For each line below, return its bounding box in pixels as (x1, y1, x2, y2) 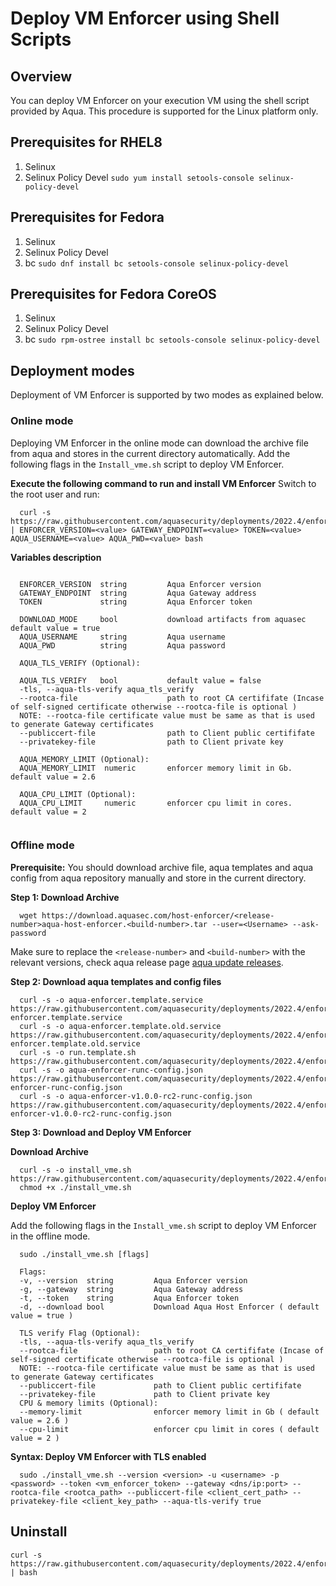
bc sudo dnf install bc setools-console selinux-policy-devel (24, 257, 290, 269)
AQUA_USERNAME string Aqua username (19, 632, 226, 642)
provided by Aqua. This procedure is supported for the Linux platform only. (10, 105, 319, 117)
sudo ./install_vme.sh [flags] (19, 1249, 150, 1259)
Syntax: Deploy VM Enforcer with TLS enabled (10, 1450, 207, 1462)
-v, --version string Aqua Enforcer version (19, 1275, 248, 1286)
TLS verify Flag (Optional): (19, 1328, 141, 1338)
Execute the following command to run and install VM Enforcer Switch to (10, 477, 317, 489)
